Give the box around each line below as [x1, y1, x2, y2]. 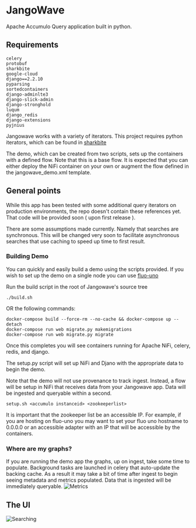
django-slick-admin [6, 96, 54, 103]
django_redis [6, 112, 38, 118]
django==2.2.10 [6, 76, 43, 82]
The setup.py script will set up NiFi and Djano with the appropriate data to [6, 359, 184, 367]
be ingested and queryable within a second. [6, 390, 112, 397]
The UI [6, 500, 30, 510]
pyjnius [6, 122, 25, 128]
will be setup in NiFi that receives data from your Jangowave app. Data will [6, 383, 186, 390]
